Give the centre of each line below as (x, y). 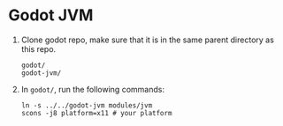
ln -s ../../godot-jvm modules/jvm (87, 105)
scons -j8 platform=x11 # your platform (96, 113)
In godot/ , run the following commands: (93, 89)
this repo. (38, 48)
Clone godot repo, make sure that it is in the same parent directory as (148, 40)
